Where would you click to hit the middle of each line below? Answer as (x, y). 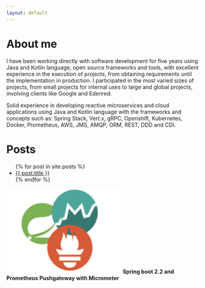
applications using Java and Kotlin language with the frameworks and (94, 112)
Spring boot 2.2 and (148, 271)
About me (32, 44)
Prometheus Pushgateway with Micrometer (63, 278)
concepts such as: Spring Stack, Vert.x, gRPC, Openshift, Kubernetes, (95, 118)
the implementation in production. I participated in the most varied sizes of (100, 80)
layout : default (27, 13)
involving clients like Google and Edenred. (59, 93)
